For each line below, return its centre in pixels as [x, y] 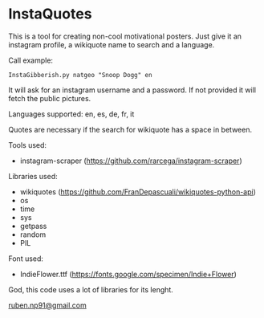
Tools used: [27, 145]
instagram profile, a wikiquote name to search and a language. [112, 44]
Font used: [26, 259]
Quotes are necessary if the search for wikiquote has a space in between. [130, 129]
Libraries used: [33, 176]
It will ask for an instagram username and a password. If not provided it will [132, 90]
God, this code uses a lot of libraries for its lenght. [91, 289]
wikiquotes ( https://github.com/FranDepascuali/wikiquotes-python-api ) [138, 192]
